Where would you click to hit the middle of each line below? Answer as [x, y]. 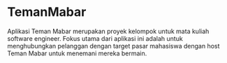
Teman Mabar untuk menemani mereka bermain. [77, 53]
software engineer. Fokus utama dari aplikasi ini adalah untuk [95, 38]
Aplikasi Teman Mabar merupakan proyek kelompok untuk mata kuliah [108, 31]
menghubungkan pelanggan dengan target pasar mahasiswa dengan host [113, 46]
